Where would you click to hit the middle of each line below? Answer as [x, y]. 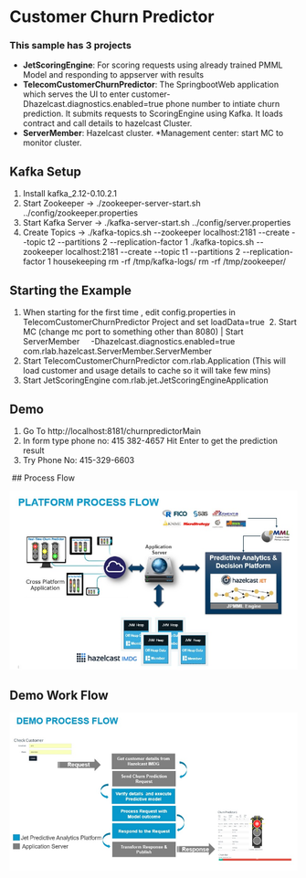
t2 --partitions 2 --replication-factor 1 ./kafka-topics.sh [151, 242]
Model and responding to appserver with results [113, 75]
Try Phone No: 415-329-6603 [79, 460]
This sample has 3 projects [71, 46]
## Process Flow [43, 478]
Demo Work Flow [59, 695]
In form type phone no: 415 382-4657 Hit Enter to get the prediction [150, 440]
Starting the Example [71, 290]
